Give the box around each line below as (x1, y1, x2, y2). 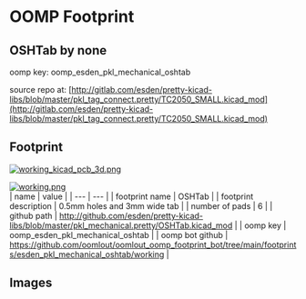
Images (9, 275, 53, 291)
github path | (9, 210, 57, 221)
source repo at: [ (9, 85, 72, 95)
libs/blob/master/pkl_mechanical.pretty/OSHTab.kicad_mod (9, 220, 233, 231)
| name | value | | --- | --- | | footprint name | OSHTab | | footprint (9, 191, 253, 202)
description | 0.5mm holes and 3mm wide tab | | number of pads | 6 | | (9, 200, 273, 211)
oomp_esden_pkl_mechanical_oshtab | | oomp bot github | (9, 229, 229, 240)
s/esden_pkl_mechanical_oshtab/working (9, 248, 165, 260)
